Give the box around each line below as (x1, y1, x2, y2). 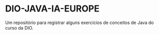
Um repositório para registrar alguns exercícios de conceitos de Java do (5, 19, 154, 25)
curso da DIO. (5, 24, 33, 30)
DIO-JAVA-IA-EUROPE (5, 3, 100, 14)
